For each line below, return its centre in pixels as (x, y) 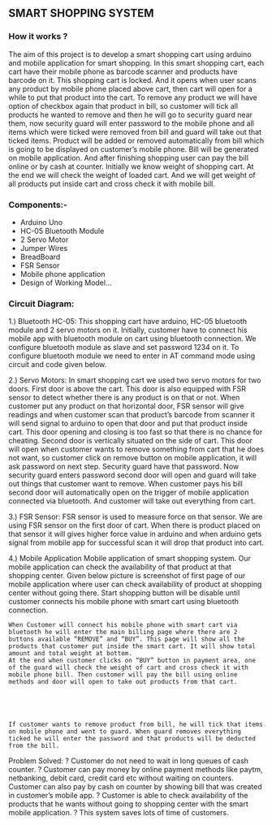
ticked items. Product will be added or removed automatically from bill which (136, 140)
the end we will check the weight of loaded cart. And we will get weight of (132, 175)
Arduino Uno (41, 222)
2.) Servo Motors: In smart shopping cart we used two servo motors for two (135, 380)
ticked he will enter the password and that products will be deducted (132, 739)
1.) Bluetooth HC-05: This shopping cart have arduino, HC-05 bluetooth (128, 322)
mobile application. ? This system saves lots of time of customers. (119, 813)
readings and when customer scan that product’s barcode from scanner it (132, 415)
